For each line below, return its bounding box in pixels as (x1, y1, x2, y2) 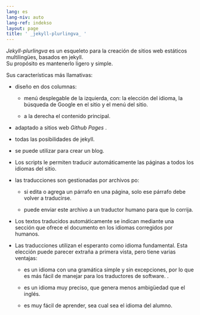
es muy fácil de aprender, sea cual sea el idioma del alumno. (23, 302, 173, 309)
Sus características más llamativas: (6, 72, 93, 79)
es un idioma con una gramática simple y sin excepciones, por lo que (23, 266, 194, 273)
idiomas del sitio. (14, 165, 57, 172)
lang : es (6, 8, 28, 15)
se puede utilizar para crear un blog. (14, 147, 104, 155)
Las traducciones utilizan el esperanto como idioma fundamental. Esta (14, 242, 188, 249)
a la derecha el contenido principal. (23, 113, 110, 120)
